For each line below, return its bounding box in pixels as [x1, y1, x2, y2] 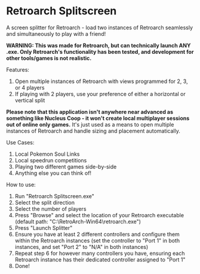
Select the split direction [14, 199, 75, 206]
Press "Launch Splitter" [14, 224, 73, 231]
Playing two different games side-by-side [14, 163, 117, 170]
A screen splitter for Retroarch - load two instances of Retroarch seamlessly [6, 24, 193, 31]
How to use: [6, 181, 36, 188]
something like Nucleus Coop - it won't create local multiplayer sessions [6, 115, 190, 122]
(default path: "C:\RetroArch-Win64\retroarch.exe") [14, 218, 141, 225]
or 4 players [14, 84, 45, 91]
